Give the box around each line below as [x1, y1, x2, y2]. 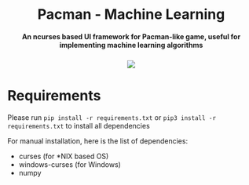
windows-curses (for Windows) [18, 159, 121, 169]
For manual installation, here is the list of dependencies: [7, 136, 189, 146]
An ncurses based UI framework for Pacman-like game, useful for [21, 31, 241, 41]
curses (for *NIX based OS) [18, 151, 109, 161]
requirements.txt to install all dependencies [7, 121, 150, 130]
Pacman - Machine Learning [37, 5, 225, 24]
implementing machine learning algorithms [59, 40, 203, 49]
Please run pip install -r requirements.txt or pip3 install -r [7, 112, 217, 122]
